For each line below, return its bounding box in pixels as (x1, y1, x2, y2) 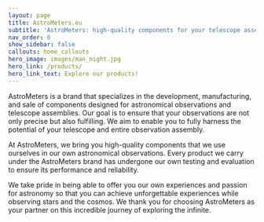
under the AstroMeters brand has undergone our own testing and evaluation (8, 156, 255, 166)
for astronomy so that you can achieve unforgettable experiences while (8, 188, 239, 198)
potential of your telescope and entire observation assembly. (8, 125, 205, 134)
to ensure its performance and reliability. (8, 165, 139, 174)
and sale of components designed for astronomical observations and (8, 100, 232, 109)
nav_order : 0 (8, 33, 51, 42)
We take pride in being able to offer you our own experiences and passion (8, 180, 247, 189)
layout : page (8, 11, 51, 20)
